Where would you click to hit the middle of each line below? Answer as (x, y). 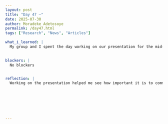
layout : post (19, 10)
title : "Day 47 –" (24, 14)
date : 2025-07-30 (23, 19)
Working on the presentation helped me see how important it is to (81, 83)
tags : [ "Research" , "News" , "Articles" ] (48, 33)
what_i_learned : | (24, 42)
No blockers (22, 65)
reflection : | (20, 78)
